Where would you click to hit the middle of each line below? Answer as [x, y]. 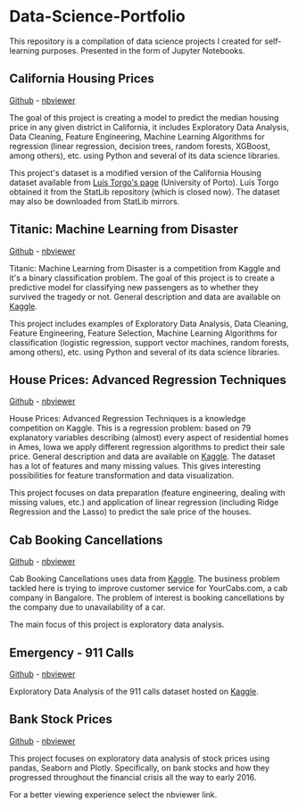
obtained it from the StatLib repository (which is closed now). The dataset [145, 192]
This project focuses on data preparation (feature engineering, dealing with [147, 493]
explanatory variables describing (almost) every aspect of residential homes [149, 438]
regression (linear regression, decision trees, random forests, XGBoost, [140, 146]
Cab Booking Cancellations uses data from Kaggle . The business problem [145, 579]
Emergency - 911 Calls [72, 652]
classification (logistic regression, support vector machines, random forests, [149, 342]
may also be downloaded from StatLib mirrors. [95, 201]
